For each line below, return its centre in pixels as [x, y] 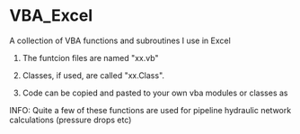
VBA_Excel [51, 16]
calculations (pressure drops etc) [71, 120]
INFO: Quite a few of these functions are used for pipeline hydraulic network [150, 110]
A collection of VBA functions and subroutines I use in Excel [120, 40]
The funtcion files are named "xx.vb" [90, 58]
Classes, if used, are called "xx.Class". [93, 75]
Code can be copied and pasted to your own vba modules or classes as [155, 93]
